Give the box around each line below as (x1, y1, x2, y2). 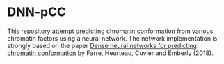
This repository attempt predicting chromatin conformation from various (7, 27, 214, 35)
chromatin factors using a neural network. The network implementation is (7, 34, 218, 42)
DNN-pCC (7, 4, 67, 20)
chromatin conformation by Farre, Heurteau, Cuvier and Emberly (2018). (7, 49, 214, 57)
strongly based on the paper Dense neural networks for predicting (7, 41, 197, 50)
